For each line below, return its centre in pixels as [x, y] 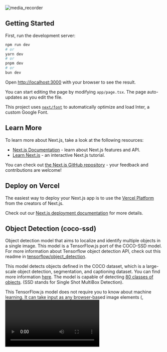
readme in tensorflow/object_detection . [46, 257]
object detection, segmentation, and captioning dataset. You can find [89, 272]
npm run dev [18, 45]
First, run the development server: [40, 36]
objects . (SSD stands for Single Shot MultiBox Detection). [64, 282]
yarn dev [14, 54]
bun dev [13, 73]
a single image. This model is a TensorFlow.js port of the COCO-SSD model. [83, 246]
